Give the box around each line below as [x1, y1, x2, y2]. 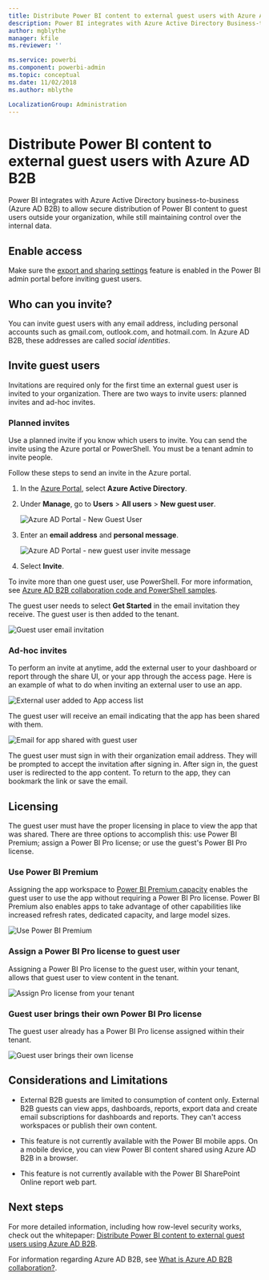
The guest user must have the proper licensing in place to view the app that [8, 821, 258, 831]
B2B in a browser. [19, 1152, 78, 1163]
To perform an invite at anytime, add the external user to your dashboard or [8, 663, 258, 673]
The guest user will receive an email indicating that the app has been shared [8, 711, 260, 721]
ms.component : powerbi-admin [8, 63, 106, 72]
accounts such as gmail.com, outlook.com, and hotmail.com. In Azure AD [8, 326, 250, 337]
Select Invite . [19, 561, 64, 571]
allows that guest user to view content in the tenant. [8, 972, 179, 982]
